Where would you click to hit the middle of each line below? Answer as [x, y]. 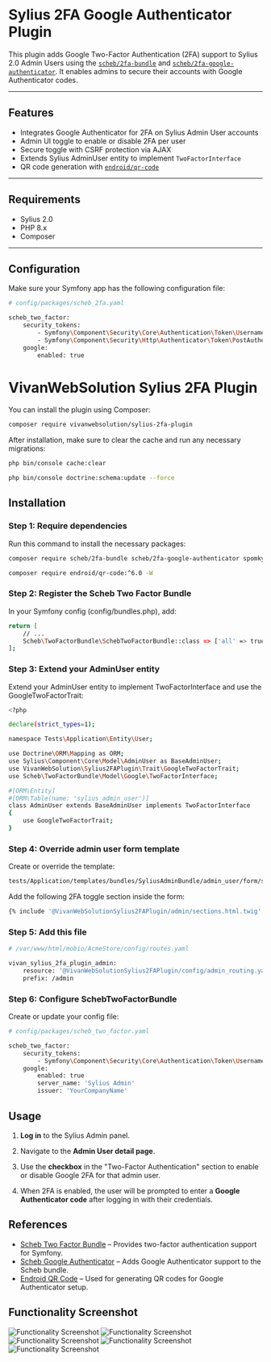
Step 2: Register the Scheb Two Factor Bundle [100, 594]
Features [31, 113]
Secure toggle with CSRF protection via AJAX [96, 149]
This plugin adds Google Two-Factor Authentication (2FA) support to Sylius [133, 54]
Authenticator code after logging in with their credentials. [117, 1199]
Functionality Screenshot [73, 1312]
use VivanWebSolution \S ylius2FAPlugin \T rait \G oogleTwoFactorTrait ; [124, 768]
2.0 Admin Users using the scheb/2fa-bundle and [90, 63]
